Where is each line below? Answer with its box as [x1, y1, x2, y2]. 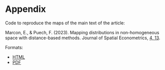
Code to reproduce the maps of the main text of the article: [5, 20, 125, 26]
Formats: [5, 44, 23, 50]
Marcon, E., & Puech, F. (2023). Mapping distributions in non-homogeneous [5, 29, 160, 35]
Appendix [5, 3, 46, 15]
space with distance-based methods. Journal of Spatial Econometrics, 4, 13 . [5, 35, 161, 41]
